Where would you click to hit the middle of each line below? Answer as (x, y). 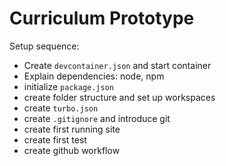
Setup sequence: (44, 46)
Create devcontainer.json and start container (117, 65)
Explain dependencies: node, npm (94, 76)
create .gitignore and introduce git (97, 118)
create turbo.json (61, 108)
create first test (55, 139)
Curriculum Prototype (102, 18)
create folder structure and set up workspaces (119, 97)
